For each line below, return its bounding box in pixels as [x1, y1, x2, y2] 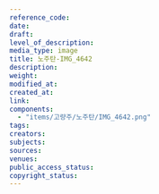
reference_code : [9, 13, 70, 22]
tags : [9, 122, 30, 131]
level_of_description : [9, 38, 94, 47]
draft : [9, 30, 34, 38]
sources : [9, 146, 42, 155]
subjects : [9, 138, 47, 147]
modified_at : [9, 80, 58, 89]
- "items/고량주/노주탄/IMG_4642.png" [17, 113, 151, 122]
